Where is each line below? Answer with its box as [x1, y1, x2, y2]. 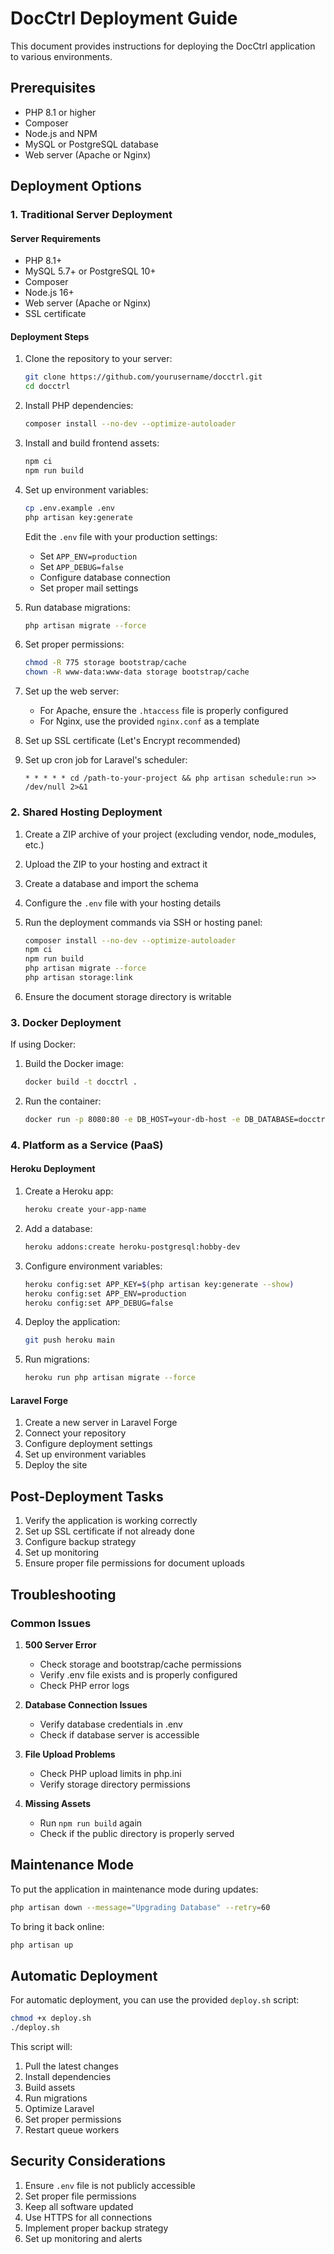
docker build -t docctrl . [24, 1077, 138, 1087]
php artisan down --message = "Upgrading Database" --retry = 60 [10, 1902, 271, 1912]
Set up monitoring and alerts [24, 2232, 143, 2244]
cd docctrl [24, 382, 71, 392]
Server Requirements [10, 232, 102, 244]
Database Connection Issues [24, 1698, 148, 1711]
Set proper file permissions [24, 2190, 137, 2202]
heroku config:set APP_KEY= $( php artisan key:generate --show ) [24, 1279, 295, 1289]
